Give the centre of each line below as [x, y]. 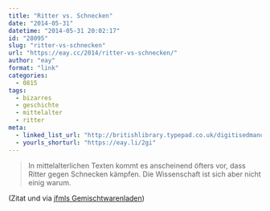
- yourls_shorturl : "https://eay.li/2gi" [86, 142]
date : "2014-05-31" [41, 23]
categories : [28, 75]
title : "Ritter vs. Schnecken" [61, 16]
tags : [17, 90]
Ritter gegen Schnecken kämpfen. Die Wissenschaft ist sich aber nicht [144, 174]
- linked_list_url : [48, 135]
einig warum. [49, 182]
